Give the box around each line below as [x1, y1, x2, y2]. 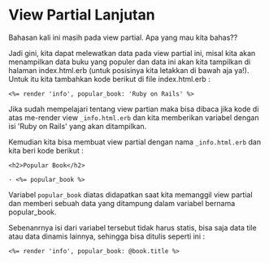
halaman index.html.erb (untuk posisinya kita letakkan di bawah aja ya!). [8, 65, 249, 75]
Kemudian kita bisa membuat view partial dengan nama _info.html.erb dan [8, 136, 262, 147]
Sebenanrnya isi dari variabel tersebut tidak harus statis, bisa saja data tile [8, 222, 258, 232]
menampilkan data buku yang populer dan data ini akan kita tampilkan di [8, 57, 251, 67]
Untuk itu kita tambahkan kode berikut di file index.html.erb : [8, 74, 211, 84]
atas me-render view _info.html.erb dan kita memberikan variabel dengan [8, 112, 259, 123]
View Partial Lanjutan [8, 6, 156, 24]
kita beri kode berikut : [8, 145, 84, 155]
